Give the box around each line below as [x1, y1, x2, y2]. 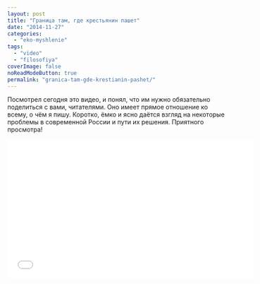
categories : [7, 30, 42, 37]
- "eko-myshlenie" [13, 37, 68, 44]
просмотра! [7, 125, 43, 134]
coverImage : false [7, 63, 61, 70]
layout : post [7, 10, 46, 18]
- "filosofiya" [13, 57, 58, 64]
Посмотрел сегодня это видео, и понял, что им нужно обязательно [7, 95, 211, 104]
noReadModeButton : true [7, 69, 78, 76]
